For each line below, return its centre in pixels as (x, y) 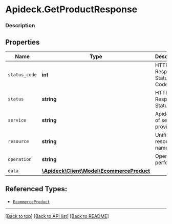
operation (20, 159)
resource (18, 141)
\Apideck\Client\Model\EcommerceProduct (96, 171)
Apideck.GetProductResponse (71, 9)
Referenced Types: (36, 189)
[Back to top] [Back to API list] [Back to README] (57, 216)
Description (20, 26)
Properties (23, 42)
